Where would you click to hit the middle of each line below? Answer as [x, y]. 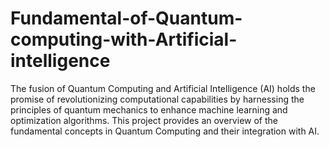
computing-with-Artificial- [124, 39]
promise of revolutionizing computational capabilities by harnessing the [157, 99]
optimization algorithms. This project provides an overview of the [144, 120]
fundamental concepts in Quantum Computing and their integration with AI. [165, 131]
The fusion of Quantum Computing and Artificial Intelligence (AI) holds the [163, 88]
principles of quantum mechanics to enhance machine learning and [149, 109]
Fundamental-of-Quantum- [126, 18]
